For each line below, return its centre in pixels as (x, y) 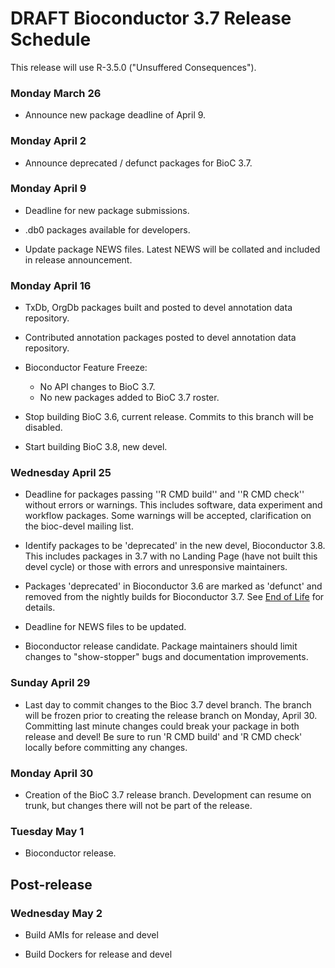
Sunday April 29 (50, 683)
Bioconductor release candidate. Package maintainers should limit (161, 646)
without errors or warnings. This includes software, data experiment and (173, 505)
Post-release (51, 884)
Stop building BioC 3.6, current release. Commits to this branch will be (169, 417)
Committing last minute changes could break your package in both (162, 726)
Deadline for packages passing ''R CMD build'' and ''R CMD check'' (164, 494)
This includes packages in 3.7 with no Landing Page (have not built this (171, 556)
